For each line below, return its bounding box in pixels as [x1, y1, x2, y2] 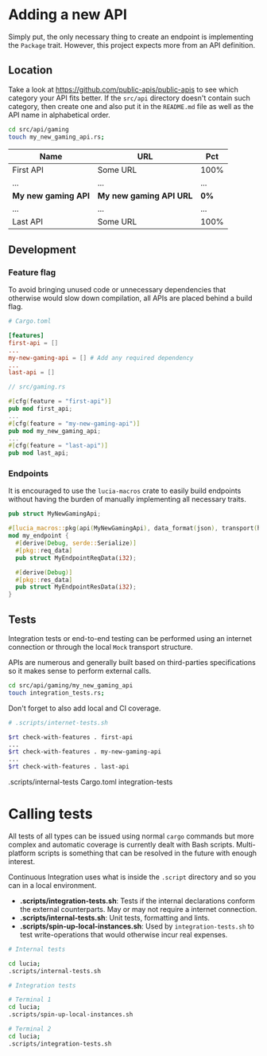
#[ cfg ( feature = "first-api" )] [8, 397, 112, 405]
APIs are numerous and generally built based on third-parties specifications [8, 658, 256, 667]
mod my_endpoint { [8, 532, 69, 540]
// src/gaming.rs [8, 383, 66, 391]
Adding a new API [8, 6, 127, 24]
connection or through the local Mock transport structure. [8, 643, 193, 652]
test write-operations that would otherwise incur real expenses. [19, 929, 228, 939]
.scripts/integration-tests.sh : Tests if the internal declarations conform [19, 896, 256, 905]
